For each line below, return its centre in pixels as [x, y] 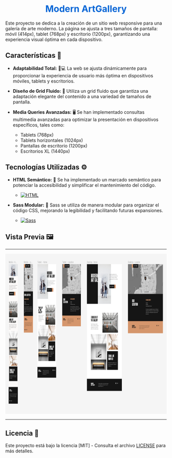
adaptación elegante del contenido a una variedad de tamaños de [82, 96]
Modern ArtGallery [86, 9]
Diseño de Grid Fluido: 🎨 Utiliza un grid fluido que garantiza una [80, 91]
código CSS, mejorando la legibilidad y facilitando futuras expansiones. [88, 210]
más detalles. [19, 451]
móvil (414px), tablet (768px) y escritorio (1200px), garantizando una [78, 34]
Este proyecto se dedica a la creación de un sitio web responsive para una [84, 23]
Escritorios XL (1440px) [45, 151]
